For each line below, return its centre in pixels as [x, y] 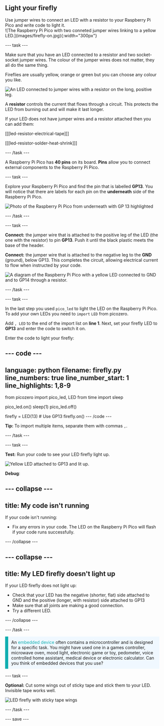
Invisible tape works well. [31, 691]
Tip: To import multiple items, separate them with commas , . [66, 426]
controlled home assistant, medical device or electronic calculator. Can [83, 658]
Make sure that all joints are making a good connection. [68, 606]
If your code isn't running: [31, 517]
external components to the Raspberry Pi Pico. [52, 167]
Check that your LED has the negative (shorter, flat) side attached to [81, 595]
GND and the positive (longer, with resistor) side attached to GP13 [79, 600]
